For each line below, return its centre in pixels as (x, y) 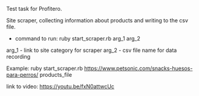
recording (18, 56)
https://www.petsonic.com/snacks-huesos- (138, 68)
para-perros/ (22, 75)
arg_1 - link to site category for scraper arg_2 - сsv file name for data (92, 50)
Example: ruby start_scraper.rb (45, 68)
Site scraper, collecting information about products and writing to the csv (97, 20)
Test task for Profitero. (34, 9)
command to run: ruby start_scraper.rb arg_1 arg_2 (78, 38)
